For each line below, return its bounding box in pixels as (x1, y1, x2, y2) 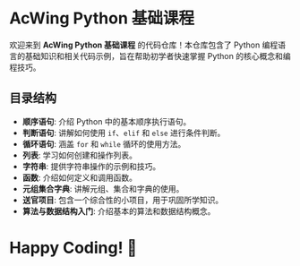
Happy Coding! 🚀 (9, 237, 138, 258)
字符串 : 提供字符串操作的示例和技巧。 (21, 160, 161, 171)
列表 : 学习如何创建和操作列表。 (21, 150, 137, 160)
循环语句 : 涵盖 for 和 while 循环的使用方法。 (21, 138, 186, 149)
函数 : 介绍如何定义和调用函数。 (21, 172, 137, 183)
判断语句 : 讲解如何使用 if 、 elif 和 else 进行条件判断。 (21, 127, 226, 138)
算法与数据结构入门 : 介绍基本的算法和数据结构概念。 (21, 205, 216, 216)
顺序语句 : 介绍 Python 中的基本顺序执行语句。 (21, 116, 192, 126)
